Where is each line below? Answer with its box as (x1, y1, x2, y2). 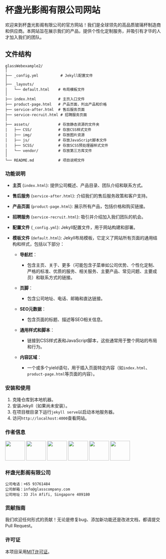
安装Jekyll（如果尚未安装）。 (12, 403, 70, 409)
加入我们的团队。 (9, 34, 44, 40)
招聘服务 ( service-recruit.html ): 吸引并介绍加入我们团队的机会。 (12, 214, 146, 220)
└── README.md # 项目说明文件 (5, 158, 85, 163)
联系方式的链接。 (40, 275, 75, 280)
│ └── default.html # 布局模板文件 (5, 87, 85, 92)
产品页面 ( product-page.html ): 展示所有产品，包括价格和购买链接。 (12, 203, 148, 209)
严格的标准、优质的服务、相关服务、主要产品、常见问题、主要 (27, 268, 153, 275)
